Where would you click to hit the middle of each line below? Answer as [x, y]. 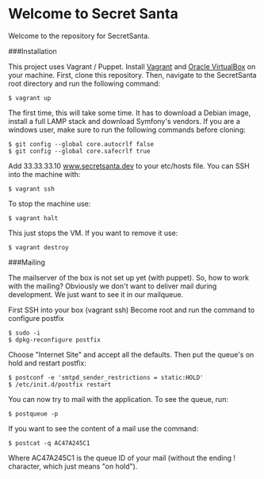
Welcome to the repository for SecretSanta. [79, 36]
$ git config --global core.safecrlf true [79, 151]
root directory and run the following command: [84, 83]
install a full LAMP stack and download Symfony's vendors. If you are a [124, 121]
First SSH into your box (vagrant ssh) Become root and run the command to [132, 310]
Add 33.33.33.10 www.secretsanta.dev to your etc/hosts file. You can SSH [129, 166]
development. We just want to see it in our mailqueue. [96, 294]
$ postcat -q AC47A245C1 [49, 443]
